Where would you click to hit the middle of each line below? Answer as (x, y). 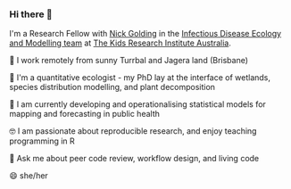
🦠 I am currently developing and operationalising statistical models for (137, 104)
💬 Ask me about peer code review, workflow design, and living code (134, 159)
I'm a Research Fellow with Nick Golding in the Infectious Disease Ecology (145, 34)
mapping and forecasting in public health (85, 114)
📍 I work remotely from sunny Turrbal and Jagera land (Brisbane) (129, 61)
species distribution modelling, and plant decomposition (112, 87)
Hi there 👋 (31, 14)
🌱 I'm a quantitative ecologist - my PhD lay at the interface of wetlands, (140, 78)
